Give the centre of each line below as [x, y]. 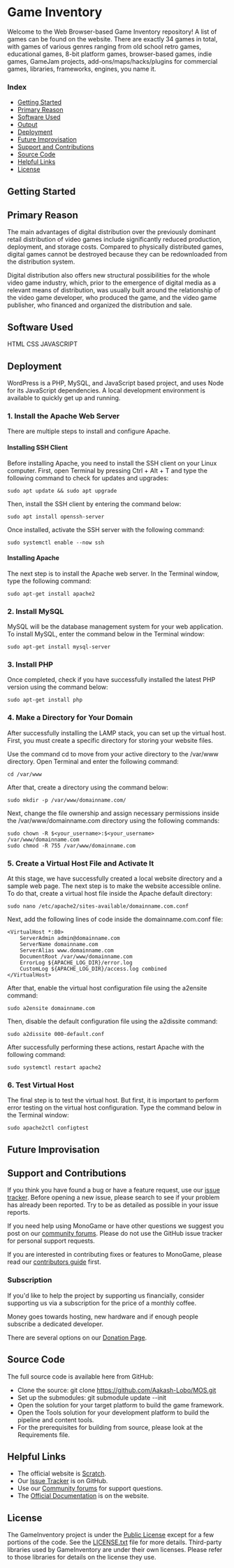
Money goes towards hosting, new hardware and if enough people [103, 1316]
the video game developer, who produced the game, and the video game [112, 298]
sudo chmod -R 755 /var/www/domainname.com [72, 845]
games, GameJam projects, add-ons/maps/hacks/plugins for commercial [112, 61]
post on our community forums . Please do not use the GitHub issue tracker [115, 1234]
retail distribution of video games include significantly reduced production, [115, 240]
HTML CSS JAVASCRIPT [43, 344]
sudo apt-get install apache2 [51, 594]
